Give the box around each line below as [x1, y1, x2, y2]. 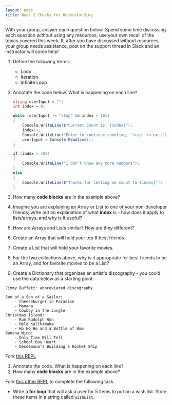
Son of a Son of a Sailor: [5, 294, 63, 300]
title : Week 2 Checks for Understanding [5, 12, 93, 17]
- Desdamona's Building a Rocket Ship [14, 344, 98, 349]
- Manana [14, 304, 33, 309]
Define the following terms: [12, 58, 70, 64]
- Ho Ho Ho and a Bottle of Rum [14, 326, 84, 331]
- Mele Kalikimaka [14, 322, 54, 327]
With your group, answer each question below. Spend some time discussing [5, 26, 166, 32]
